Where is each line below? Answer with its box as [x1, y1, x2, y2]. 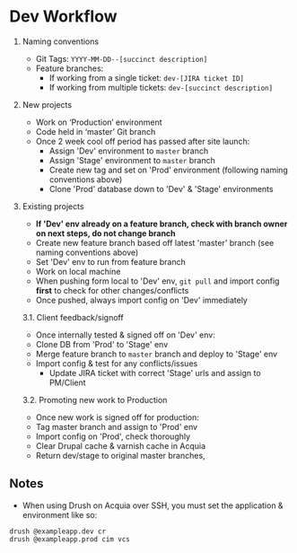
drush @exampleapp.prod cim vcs [9, 534, 130, 544]
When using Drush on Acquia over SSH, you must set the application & [22, 500, 284, 511]
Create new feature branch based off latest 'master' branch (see [35, 237, 275, 248]
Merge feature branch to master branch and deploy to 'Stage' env [35, 348, 278, 359]
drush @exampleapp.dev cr [9, 527, 106, 536]
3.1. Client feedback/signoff [22, 312, 124, 322]
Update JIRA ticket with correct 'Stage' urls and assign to [48, 367, 262, 378]
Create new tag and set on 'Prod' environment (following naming [48, 164, 289, 175]
